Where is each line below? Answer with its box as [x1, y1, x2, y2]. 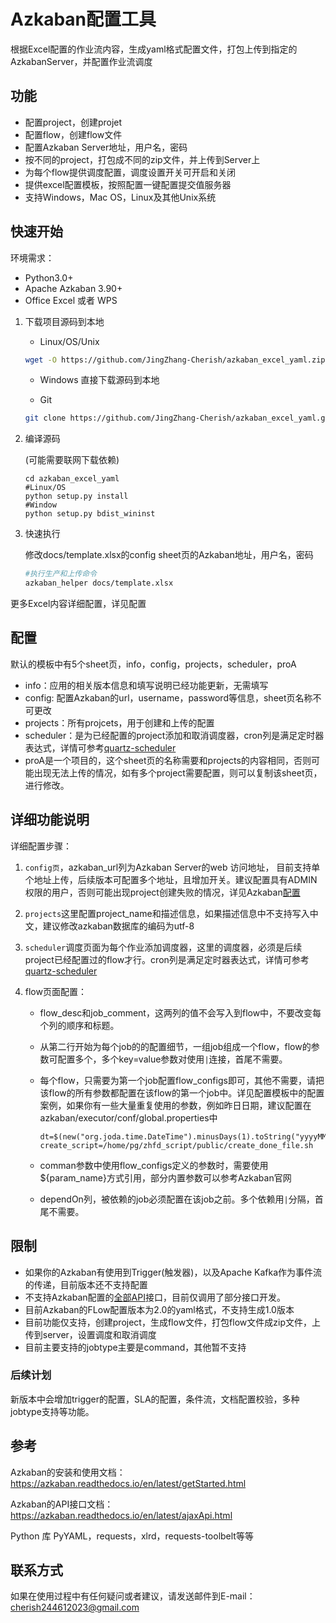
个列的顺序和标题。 [39, 1019, 120, 1031]
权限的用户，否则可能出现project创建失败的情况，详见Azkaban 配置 [24, 886, 301, 898]
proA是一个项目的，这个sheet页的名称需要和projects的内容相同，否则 [24, 754, 312, 766]
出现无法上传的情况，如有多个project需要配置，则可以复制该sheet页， [33, 766, 323, 779]
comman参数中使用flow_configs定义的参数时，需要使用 [39, 1159, 269, 1171]
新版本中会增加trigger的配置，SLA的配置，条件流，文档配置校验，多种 [10, 1393, 300, 1405]
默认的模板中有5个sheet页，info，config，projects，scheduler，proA [10, 658, 297, 670]
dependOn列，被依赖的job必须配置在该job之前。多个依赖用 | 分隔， [39, 1193, 315, 1205]
